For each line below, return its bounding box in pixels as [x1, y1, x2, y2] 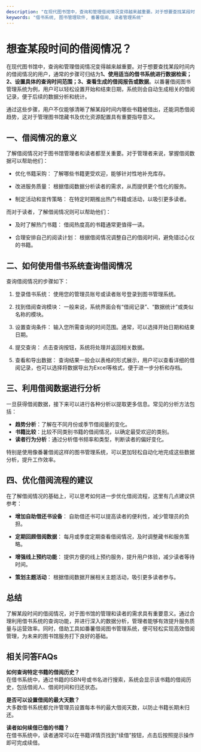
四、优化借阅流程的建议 [6, 475, 93, 485]
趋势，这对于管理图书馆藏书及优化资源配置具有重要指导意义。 [6, 114, 159, 121]
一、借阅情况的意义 [6, 133, 77, 143]
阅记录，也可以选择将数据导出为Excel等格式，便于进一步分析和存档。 [14, 364, 186, 371]
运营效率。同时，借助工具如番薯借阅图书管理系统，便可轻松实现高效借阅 [16, 625, 195, 632]
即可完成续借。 [6, 739, 43, 747]
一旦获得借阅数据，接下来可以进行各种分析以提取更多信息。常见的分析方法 [6, 400, 190, 407]
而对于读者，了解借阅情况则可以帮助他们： [6, 208, 111, 216]
